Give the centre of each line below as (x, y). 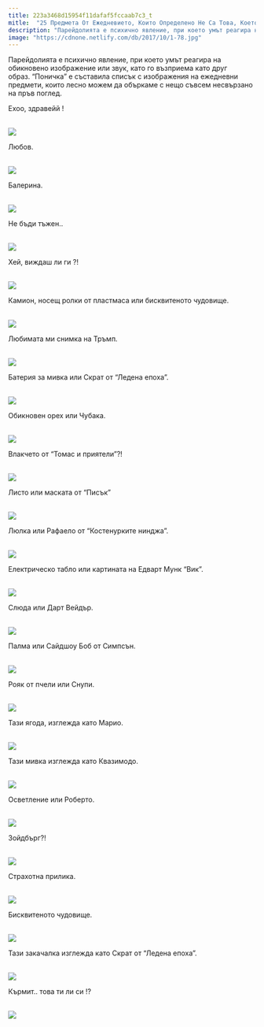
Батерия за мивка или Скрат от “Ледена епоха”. (88, 377)
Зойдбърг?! (27, 838)
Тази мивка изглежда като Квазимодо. (73, 762)
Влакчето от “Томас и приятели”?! (66, 454)
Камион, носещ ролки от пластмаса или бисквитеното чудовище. (119, 301)
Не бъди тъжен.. (36, 224)
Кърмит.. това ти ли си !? (50, 992)
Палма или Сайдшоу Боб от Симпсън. (72, 646)
